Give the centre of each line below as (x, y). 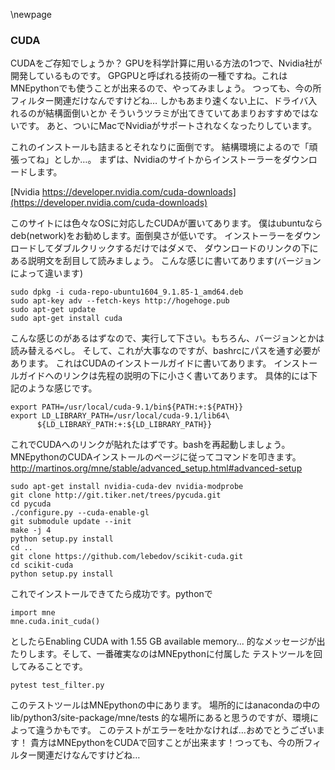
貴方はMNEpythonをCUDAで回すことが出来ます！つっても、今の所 (167, 743)
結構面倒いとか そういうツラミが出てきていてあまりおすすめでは (177, 113)
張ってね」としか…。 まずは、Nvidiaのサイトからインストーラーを (146, 160)
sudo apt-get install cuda (66, 319)
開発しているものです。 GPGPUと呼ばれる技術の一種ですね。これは (149, 76)
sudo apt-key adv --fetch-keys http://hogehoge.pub (120, 301)
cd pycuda (31, 504)
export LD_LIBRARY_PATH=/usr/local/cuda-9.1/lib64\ (120, 416)
